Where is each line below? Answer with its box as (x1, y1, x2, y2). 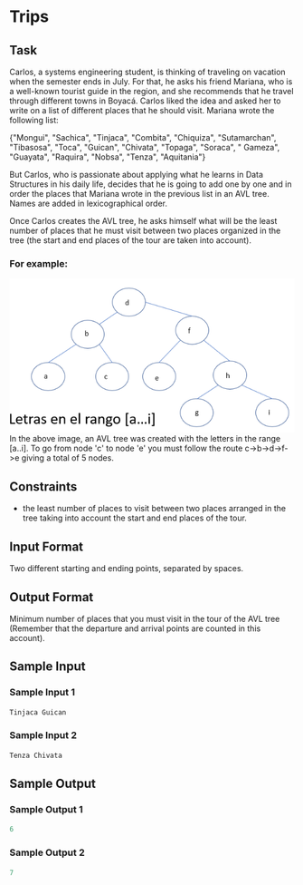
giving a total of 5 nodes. (21, 452, 115, 463)
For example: (9, 257, 68, 269)
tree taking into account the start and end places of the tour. (22, 512, 247, 523)
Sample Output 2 (9, 846, 85, 859)
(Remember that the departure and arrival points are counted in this (9, 623, 261, 634)
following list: (9, 115, 59, 125)
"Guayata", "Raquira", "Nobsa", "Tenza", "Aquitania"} (9, 151, 206, 162)
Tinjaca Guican (9, 707, 67, 717)
